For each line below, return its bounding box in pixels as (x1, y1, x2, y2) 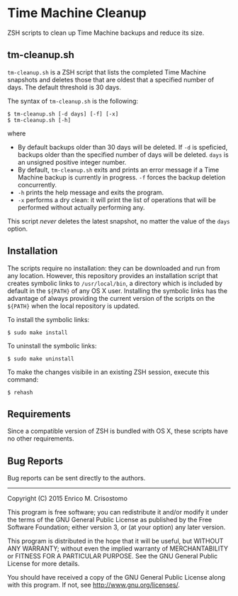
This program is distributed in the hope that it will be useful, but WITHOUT (7, 537, 224, 546)
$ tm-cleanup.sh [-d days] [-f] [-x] (7, 110, 119, 118)
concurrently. (17, 180, 57, 189)
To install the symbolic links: (7, 315, 90, 324)
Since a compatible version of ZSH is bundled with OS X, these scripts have (7, 427, 228, 436)
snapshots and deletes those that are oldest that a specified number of (7, 75, 215, 84)
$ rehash (7, 389, 33, 396)
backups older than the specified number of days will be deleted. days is (17, 150, 229, 159)
